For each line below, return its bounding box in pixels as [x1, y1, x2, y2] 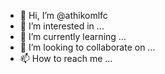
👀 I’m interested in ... [19, 20, 105, 32]
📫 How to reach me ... [19, 53, 113, 64]
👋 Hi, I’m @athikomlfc [19, 10, 108, 21]
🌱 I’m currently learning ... [19, 31, 127, 42]
